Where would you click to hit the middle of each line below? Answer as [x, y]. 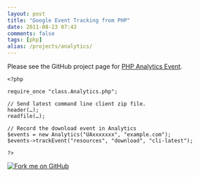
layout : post [26, 14]
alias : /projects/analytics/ [50, 46]
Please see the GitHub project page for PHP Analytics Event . [95, 66]
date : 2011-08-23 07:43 [42, 27]
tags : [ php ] [25, 40]
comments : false [31, 33]
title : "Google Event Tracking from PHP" [69, 20]
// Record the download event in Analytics [72, 129]
